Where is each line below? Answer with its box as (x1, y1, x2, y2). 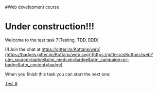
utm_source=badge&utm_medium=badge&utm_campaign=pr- (5, 57, 129, 62)
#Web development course (5, 4, 59, 10)
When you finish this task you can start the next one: (5, 71, 111, 77)
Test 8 (5, 80, 18, 86)
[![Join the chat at (5, 46, 41, 52)
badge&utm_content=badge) (5, 61, 63, 67)
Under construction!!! (5, 21, 95, 32)
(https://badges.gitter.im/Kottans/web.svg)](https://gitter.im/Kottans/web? (5, 51, 153, 57)
